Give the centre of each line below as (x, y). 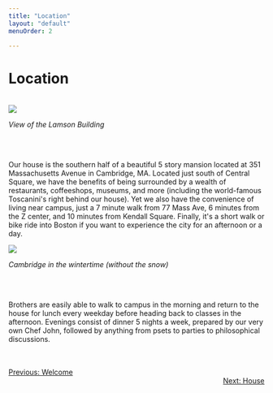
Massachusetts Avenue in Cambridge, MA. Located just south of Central (129, 173)
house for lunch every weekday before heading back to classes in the (125, 313)
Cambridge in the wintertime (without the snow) (89, 265)
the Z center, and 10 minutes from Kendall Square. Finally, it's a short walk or (136, 217)
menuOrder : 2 (30, 31)
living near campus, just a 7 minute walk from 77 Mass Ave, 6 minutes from (134, 208)
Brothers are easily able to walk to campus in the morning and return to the (134, 304)
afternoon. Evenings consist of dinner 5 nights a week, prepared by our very (136, 322)
